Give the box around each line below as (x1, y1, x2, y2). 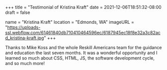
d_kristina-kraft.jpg (5, 35, 44, 41)
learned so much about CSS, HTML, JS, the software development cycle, (5, 55, 155, 61)
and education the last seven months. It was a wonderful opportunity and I (5, 50, 158, 56)
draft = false (5, 9, 30, 15)
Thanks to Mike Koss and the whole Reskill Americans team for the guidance (5, 45, 162, 50)
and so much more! (5, 61, 45, 66)
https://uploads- (7, 24, 41, 30)
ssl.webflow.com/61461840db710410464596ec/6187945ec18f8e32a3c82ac (5, 30, 161, 35)
